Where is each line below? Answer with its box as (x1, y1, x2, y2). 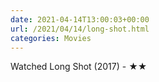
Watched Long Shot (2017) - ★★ (10, 61, 148, 73)
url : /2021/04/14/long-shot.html (10, 24, 150, 34)
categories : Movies (10, 33, 92, 43)
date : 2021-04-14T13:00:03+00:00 (10, 14, 150, 25)
